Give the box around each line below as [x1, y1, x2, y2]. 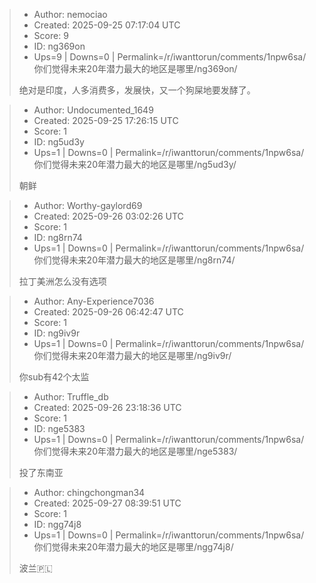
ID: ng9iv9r [33, 327, 81, 339]
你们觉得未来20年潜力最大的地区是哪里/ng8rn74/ [33, 254, 236, 266]
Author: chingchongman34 [33, 487, 146, 498]
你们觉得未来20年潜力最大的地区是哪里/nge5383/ [33, 445, 238, 457]
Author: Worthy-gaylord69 [33, 200, 143, 211]
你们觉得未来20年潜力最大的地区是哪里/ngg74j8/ [33, 541, 234, 553]
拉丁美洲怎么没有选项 [18, 275, 107, 287]
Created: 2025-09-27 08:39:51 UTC [33, 497, 182, 509]
